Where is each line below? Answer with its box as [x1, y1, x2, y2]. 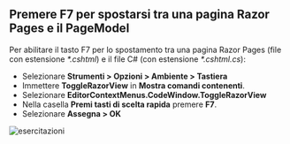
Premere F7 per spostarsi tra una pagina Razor [9, 7, 270, 22]
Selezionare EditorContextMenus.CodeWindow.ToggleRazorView [21, 89, 267, 100]
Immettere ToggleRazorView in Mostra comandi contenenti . [21, 80, 245, 91]
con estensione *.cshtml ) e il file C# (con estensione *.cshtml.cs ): [9, 53, 246, 64]
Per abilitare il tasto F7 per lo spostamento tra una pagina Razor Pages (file [9, 44, 282, 55]
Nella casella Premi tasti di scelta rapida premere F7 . [21, 99, 217, 110]
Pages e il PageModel [9, 21, 130, 36]
